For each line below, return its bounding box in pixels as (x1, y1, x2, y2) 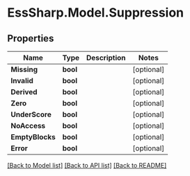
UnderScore (10, 109, 52, 119)
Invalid (10, 76, 33, 85)
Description (86, 53, 127, 62)
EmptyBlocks (10, 132, 56, 141)
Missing (10, 64, 38, 74)
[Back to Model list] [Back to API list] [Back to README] (7, 161, 167, 169)
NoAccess (10, 121, 46, 130)
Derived (10, 87, 38, 96)
